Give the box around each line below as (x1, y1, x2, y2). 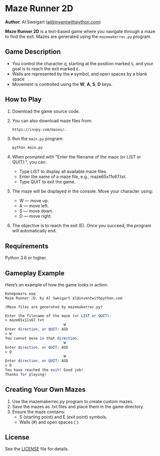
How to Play (5, 95, 42, 104)
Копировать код (5, 291, 36, 296)
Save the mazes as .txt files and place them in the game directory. (12, 403, 144, 409)
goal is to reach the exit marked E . (12, 66, 80, 71)
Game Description (5, 48, 61, 56)
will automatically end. (12, 228, 57, 234)
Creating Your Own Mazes (5, 386, 86, 394)
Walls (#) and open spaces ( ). (19, 419, 80, 425)
